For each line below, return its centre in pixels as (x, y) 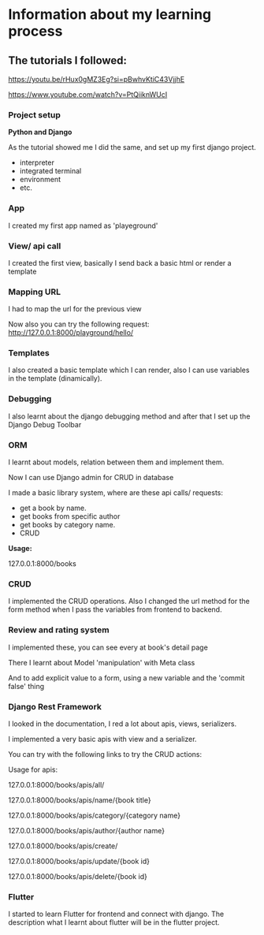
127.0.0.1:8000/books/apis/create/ (63, 846)
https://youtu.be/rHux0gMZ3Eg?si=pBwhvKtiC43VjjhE (97, 79)
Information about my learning (110, 15)
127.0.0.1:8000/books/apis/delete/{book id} (78, 876)
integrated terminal (50, 171)
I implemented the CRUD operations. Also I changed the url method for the (129, 602)
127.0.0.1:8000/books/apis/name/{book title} (80, 800)
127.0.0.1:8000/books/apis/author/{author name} (87, 830)
